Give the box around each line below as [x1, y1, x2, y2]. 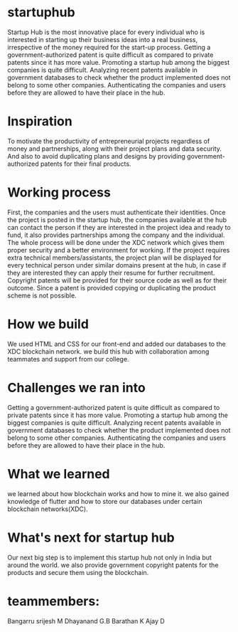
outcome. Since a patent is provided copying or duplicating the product [7, 283, 217, 292]
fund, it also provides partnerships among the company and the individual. [7, 231, 225, 239]
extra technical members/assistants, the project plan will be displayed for [7, 253, 222, 262]
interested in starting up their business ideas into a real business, [7, 35, 198, 43]
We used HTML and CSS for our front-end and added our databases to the [7, 339, 226, 348]
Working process [7, 184, 112, 201]
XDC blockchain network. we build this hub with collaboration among [7, 347, 210, 356]
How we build [7, 316, 89, 332]
